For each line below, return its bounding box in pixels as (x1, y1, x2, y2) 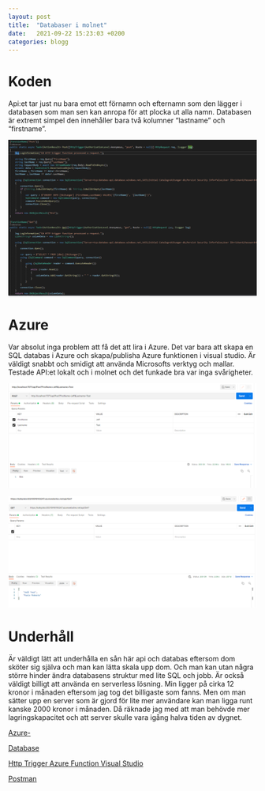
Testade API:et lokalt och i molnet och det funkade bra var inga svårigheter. (8, 367, 254, 377)
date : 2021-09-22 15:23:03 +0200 (8, 29, 125, 37)
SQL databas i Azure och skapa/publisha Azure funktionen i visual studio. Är (8, 351, 256, 360)
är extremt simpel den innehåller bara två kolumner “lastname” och (8, 115, 226, 126)
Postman (8, 774, 37, 783)
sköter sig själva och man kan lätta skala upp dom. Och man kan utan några (8, 662, 254, 672)
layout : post (8, 13, 51, 21)
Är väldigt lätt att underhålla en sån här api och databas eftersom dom (8, 654, 236, 663)
